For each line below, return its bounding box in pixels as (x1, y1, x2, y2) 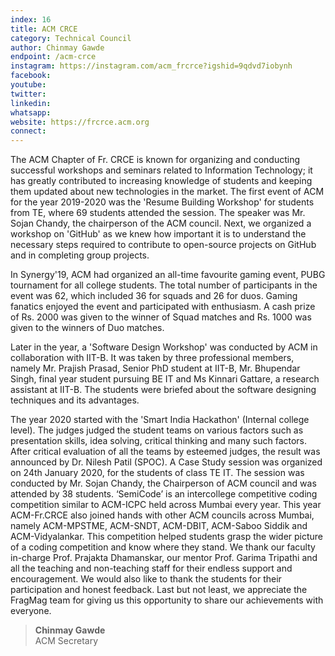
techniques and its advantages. (10, 394, 140, 406)
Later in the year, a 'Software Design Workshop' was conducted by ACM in (10, 341, 318, 353)
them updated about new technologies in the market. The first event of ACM (10, 186, 325, 198)
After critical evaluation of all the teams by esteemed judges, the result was (10, 446, 321, 458)
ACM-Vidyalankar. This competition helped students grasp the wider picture (10, 531, 324, 543)
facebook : (10, 71, 52, 81)
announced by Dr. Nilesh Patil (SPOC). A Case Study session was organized (10, 456, 323, 468)
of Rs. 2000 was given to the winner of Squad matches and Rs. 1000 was (10, 311, 312, 323)
